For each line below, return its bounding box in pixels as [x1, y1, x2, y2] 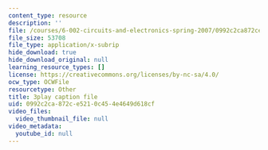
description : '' [8, 19, 62, 27]
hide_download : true [8, 48, 77, 56]
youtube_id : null [15, 129, 73, 137]
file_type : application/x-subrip [8, 41, 120, 49]
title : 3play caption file [8, 93, 98, 101]
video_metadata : [8, 122, 62, 130]
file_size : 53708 [8, 33, 66, 42]
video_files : [8, 108, 52, 116]
